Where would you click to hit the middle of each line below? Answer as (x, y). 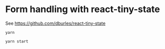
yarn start (17, 41)
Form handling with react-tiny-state (82, 9)
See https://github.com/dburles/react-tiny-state (55, 23)
